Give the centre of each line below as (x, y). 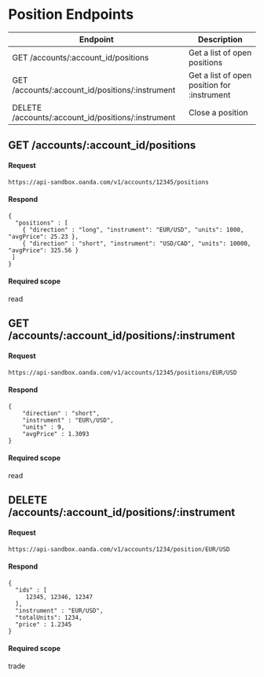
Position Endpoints (71, 15)
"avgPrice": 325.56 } (44, 250)
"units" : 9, (44, 427)
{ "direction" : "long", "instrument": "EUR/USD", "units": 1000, (133, 229)
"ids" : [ (31, 590)
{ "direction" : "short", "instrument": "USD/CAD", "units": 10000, (137, 243)
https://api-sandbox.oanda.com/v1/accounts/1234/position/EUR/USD (119, 549)
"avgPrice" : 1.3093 (56, 434)
